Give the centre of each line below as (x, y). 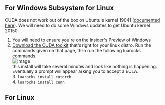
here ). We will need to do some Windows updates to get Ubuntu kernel (78, 25)
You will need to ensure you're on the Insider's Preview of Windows (81, 40)
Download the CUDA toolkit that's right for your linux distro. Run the (82, 45)
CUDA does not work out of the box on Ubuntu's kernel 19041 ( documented (82, 20)
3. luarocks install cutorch (41, 76)
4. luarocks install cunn (38, 82)
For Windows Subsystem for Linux (60, 8)
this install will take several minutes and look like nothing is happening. (84, 66)
